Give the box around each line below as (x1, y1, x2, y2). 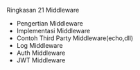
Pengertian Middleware (16, 19, 84, 27)
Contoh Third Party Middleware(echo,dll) (16, 34, 134, 42)
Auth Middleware (16, 49, 66, 57)
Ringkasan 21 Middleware (6, 6, 80, 14)
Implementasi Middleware (16, 27, 91, 35)
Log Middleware (16, 42, 63, 49)
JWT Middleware (16, 56, 66, 64)
